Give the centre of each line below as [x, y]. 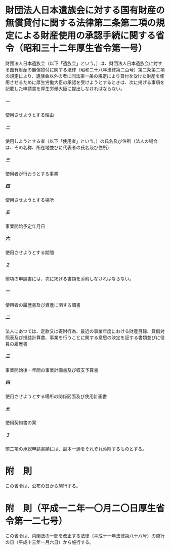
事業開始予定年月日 [25, 226]
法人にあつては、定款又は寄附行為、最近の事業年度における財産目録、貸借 [83, 331]
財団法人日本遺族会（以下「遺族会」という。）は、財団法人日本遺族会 [77, 63]
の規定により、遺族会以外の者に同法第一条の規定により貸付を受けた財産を [83, 76]
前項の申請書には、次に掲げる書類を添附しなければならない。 [70, 278]
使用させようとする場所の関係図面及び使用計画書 [56, 396]
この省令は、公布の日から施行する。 [43, 486]
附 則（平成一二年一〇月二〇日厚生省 [85, 508]
